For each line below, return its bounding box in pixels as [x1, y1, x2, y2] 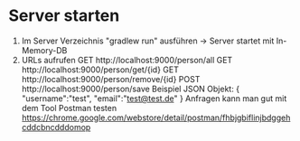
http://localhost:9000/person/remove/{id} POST [21, 73, 201, 84]
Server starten [8, 5, 120, 26]
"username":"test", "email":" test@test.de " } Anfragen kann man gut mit [21, 92, 287, 104]
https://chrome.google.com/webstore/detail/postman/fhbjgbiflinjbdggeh [21, 112, 291, 123]
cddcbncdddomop [21, 121, 91, 132]
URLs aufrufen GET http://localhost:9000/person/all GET [21, 54, 233, 65]
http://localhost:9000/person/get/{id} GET [21, 64, 180, 75]
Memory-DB [21, 44, 68, 55]
